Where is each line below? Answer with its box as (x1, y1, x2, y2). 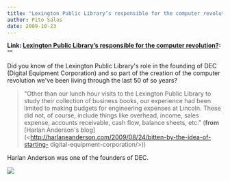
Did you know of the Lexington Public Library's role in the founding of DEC (7, 62, 217, 70)
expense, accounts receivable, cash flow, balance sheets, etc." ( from (23, 119, 219, 127)
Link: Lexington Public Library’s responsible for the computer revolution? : (7, 42, 221, 50)
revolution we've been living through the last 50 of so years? (7, 76, 178, 85)
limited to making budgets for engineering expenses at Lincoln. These (23, 104, 221, 113)
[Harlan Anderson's (23, 126, 79, 134)
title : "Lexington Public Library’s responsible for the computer (7, 10, 201, 17)
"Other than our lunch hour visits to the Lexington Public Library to (23, 89, 212, 98)
